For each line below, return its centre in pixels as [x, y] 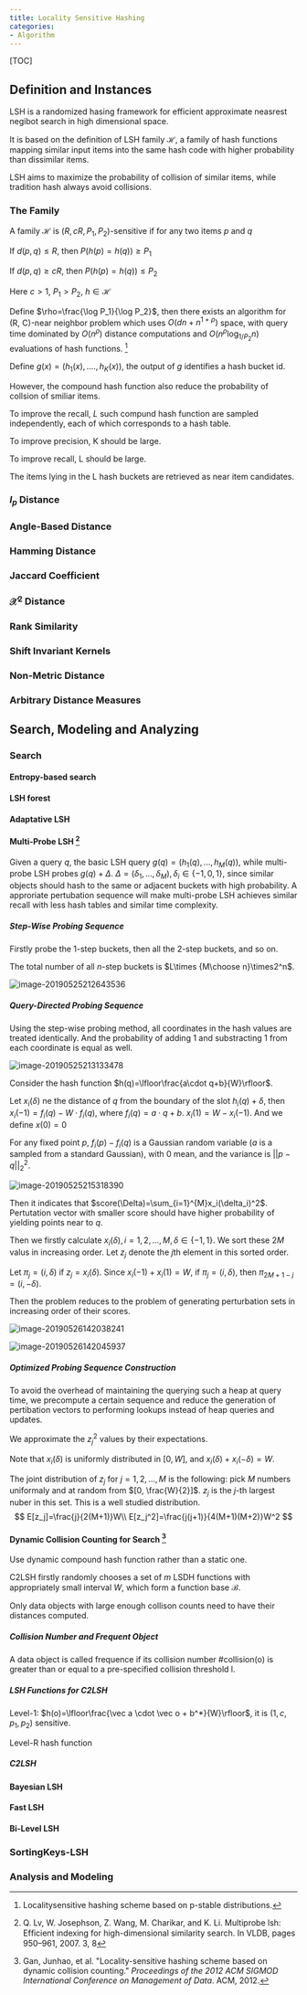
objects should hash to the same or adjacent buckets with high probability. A [153, 886]
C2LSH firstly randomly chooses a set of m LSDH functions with [130, 1576]
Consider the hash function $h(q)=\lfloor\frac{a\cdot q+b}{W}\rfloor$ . [142, 1083]
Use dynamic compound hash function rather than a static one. [128, 1559]
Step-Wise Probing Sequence [67, 926]
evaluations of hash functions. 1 [69, 348]
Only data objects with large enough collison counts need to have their [143, 1606]
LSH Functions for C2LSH [58, 1690]
